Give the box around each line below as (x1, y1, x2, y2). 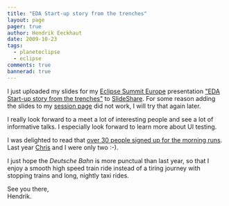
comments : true (7, 62, 51, 68)
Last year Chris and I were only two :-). (7, 143, 119, 151)
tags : (7, 42, 23, 49)
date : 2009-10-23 (7, 36, 58, 43)
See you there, (7, 185, 49, 193)
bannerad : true (7, 68, 51, 75)
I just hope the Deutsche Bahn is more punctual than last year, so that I (7, 156, 210, 165)
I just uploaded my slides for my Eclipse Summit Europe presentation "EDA (7, 87, 221, 95)
